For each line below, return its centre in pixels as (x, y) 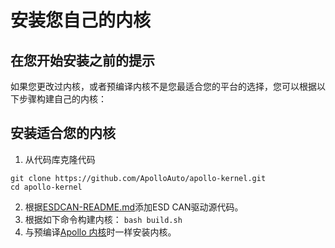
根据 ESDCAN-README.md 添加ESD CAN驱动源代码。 (134, 207)
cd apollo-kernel (46, 187)
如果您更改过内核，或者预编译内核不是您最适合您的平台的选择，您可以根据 (163, 86)
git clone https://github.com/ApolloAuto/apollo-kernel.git (138, 178)
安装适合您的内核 (63, 133)
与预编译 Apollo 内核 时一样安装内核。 (100, 232)
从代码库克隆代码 (60, 159)
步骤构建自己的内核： (62, 99)
